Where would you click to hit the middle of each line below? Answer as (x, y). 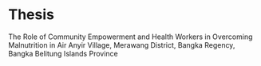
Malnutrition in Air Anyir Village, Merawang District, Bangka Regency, (122, 45)
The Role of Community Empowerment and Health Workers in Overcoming (130, 37)
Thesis (31, 15)
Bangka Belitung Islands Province (63, 53)
